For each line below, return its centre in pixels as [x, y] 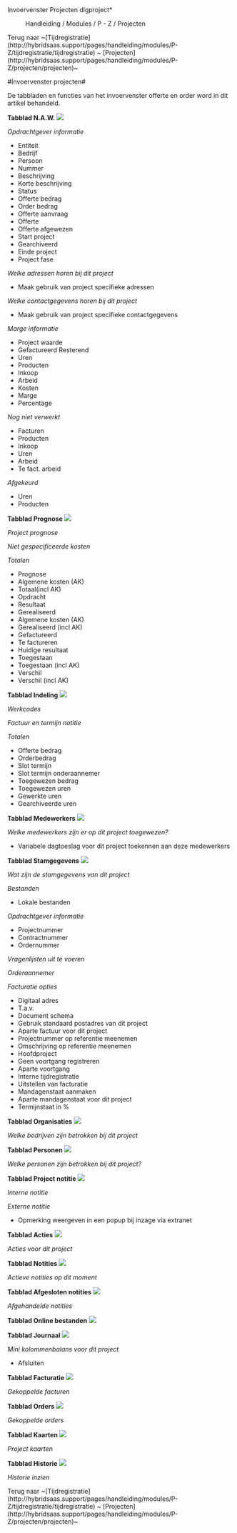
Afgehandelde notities [40, 1306]
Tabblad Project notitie [42, 1179]
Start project [36, 236]
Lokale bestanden [44, 902]
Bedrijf [27, 153]
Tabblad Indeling [33, 695]
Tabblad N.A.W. [31, 118]
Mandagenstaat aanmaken [57, 1092]
